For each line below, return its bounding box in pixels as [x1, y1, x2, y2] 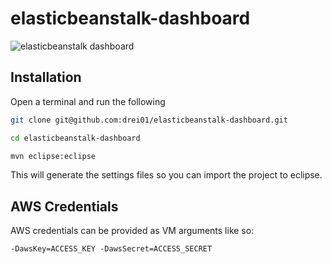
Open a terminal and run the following [10, 95, 166, 107]
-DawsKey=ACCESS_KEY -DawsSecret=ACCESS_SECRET [10, 244, 213, 254]
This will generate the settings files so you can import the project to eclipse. [10, 169, 323, 181]
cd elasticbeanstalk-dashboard [10, 133, 141, 143]
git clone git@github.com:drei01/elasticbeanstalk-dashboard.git [10, 115, 288, 125]
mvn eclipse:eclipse [10, 151, 97, 161]
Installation [10, 69, 82, 86]
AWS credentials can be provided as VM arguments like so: [10, 225, 255, 237]
